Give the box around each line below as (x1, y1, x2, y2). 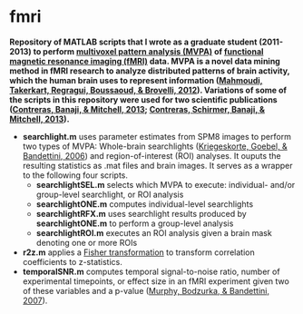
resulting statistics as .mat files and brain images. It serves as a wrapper (22, 160, 293, 171)
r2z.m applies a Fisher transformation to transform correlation (22, 247, 256, 258)
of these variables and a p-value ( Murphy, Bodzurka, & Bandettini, (22, 285, 270, 296)
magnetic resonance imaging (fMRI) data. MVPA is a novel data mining (9, 55, 281, 66)
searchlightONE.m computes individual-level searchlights (35, 198, 254, 210)
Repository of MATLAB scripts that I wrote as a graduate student (9, 36, 258, 47)
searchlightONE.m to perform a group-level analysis (35, 218, 234, 229)
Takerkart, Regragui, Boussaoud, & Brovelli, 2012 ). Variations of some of (9, 84, 288, 95)
